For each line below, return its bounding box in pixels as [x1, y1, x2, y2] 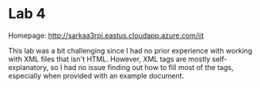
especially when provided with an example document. [8, 71, 185, 80]
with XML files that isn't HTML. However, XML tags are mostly [8, 54, 211, 64]
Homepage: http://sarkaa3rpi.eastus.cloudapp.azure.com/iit [8, 31, 205, 40]
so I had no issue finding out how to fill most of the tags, [50, 62, 234, 71]
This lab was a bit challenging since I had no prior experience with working [8, 46, 253, 55]
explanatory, [8, 62, 49, 71]
